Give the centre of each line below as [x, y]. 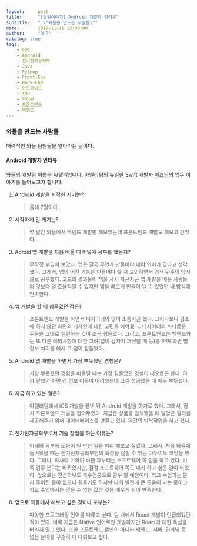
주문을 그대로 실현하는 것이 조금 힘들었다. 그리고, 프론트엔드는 [100, 333]
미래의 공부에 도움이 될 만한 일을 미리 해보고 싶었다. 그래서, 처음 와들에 [110, 445]
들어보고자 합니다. [42, 182]
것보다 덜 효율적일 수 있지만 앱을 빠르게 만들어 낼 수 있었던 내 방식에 [113, 286]
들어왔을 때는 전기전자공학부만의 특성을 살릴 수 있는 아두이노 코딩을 [106, 453]
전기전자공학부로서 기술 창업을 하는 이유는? [64, 433]
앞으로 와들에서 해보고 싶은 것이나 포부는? [62, 502]
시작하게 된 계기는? [36, 219]
